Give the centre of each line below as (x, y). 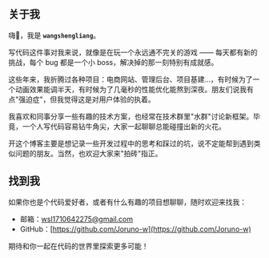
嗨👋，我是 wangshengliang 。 (54, 35)
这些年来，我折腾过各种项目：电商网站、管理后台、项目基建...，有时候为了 (131, 79)
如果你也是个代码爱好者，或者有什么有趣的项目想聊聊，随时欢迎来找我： (127, 202)
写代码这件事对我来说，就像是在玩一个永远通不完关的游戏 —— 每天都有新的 (133, 52)
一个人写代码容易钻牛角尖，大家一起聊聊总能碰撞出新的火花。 (124, 126)
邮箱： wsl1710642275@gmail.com (76, 219)
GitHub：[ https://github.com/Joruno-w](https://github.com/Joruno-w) (136, 229)
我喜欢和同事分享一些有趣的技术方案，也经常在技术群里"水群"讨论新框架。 (131, 116)
